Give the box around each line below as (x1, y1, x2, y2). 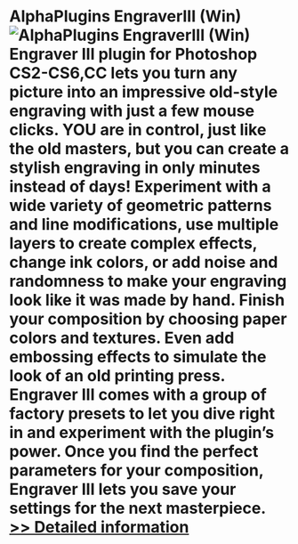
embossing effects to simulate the (9, 347, 267, 367)
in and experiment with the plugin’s (9, 423, 274, 443)
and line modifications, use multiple (9, 215, 279, 235)
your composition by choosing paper (9, 309, 287, 329)
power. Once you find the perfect (9, 442, 259, 462)
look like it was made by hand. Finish (9, 290, 286, 311)
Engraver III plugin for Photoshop (9, 45, 258, 64)
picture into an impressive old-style (9, 82, 278, 102)
